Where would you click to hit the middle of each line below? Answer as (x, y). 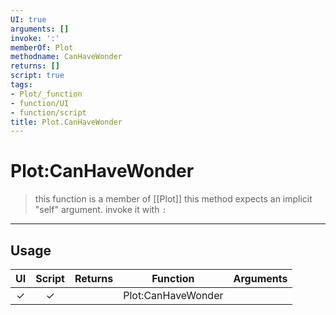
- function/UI (40, 103)
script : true (37, 76)
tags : (21, 85)
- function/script (48, 112)
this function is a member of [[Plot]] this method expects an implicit (173, 199)
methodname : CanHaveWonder (66, 57)
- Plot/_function (46, 94)
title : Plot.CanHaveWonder (66, 122)
